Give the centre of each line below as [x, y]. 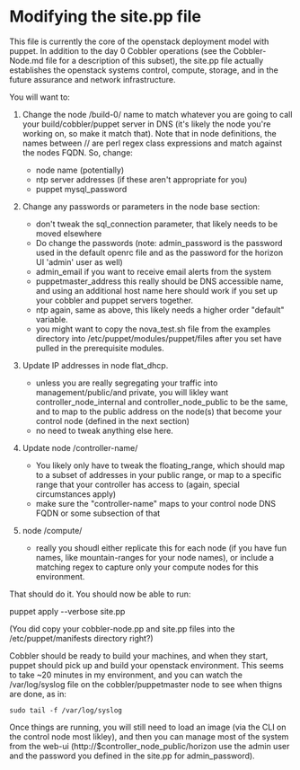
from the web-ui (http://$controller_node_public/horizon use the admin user [150, 746]
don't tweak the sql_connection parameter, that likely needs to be [157, 224]
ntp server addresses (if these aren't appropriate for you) [141, 179]
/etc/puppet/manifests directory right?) [82, 638]
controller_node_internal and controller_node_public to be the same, [162, 402]
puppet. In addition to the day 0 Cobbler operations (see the [120, 50]
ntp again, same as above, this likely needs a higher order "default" [160, 310]
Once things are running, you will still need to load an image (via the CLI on [148, 727]
